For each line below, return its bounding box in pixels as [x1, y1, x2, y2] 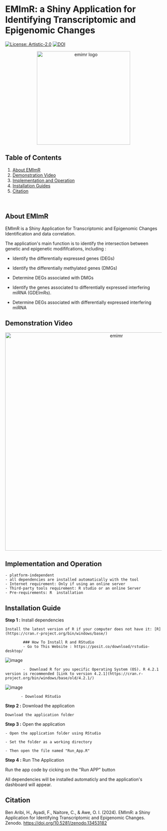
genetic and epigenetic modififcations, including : [5, 245, 107, 251]
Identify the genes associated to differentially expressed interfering [12, 284, 150, 290]
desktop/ [5, 648, 23, 653]
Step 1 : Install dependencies [5, 617, 64, 623]
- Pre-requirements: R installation [5, 590, 83, 596]
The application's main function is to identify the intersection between [5, 240, 149, 246]
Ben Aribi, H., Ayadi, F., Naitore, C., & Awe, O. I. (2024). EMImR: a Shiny [5, 809, 151, 815]
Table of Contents [5, 154, 62, 162]
